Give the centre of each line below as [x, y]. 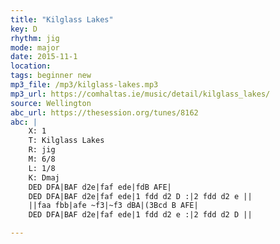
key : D [24, 29]
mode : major [35, 47]
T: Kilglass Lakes [66, 141]
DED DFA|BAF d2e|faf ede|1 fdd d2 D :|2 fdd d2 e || [140, 196]
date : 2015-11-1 [44, 57]
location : [31, 66]
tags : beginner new [51, 76]
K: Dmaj [44, 177]
